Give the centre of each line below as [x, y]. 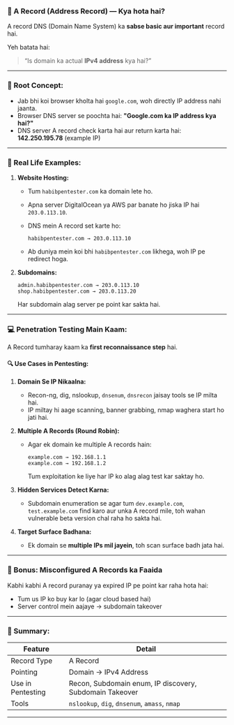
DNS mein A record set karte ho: [74, 226]
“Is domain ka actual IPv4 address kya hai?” [88, 61]
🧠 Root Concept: [36, 85]
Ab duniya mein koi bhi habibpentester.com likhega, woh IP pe [116, 251]
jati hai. [38, 418]
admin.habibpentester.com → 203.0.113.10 [78, 285]
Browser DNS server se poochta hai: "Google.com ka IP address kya [117, 115]
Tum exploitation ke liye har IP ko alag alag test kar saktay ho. [116, 476]
